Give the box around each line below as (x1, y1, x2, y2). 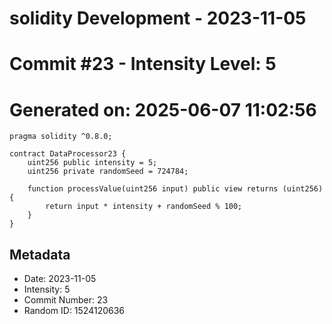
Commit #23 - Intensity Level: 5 (9, 53, 277, 76)
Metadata (9, 246, 71, 263)
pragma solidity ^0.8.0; (9, 132, 113, 142)
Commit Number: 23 (23, 294, 109, 306)
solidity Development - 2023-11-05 (9, 7, 307, 30)
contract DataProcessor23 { (9, 149, 127, 159)
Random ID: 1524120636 (23, 305, 126, 317)
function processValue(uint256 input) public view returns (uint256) (27, 184, 324, 194)
